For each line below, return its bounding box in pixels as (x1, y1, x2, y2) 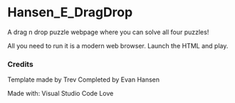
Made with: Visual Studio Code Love (7, 90, 114, 98)
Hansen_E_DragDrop (7, 4, 133, 21)
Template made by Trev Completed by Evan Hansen (7, 75, 160, 84)
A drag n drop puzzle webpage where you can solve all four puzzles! (7, 28, 209, 36)
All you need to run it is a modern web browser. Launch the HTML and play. (7, 41, 229, 50)
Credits (7, 59, 33, 69)
